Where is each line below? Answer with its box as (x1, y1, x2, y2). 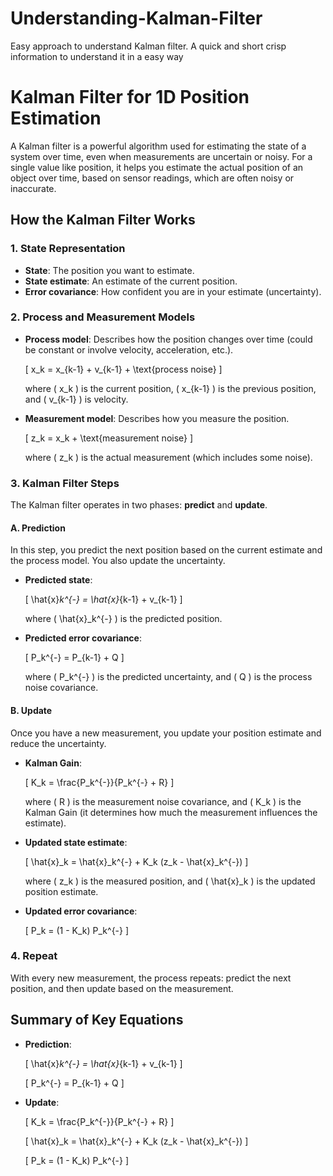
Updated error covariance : (24, 905, 138, 917)
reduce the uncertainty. (10, 737, 107, 749)
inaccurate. (10, 182, 57, 194)
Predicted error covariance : (24, 632, 142, 644)
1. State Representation (10, 242, 126, 256)
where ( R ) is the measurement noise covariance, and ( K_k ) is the (24, 795, 302, 807)
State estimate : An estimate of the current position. (24, 275, 238, 287)
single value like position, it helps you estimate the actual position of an (10, 161, 304, 173)
